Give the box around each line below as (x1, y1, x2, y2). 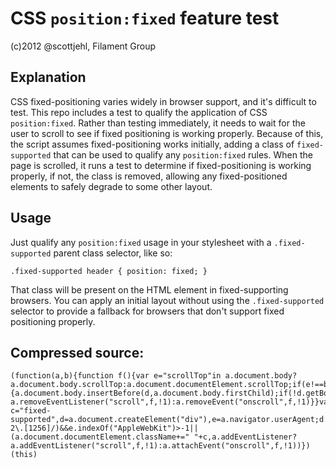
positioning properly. (10, 315, 96, 327)
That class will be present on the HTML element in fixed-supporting (10, 283, 289, 296)
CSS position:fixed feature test (10, 7, 280, 30)
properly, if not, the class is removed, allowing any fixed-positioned (10, 170, 288, 182)
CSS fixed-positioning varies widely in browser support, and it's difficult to (10, 95, 317, 107)
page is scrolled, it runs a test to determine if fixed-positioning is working (10, 159, 312, 171)
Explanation (10, 69, 87, 86)
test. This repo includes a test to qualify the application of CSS (10, 106, 268, 118)
